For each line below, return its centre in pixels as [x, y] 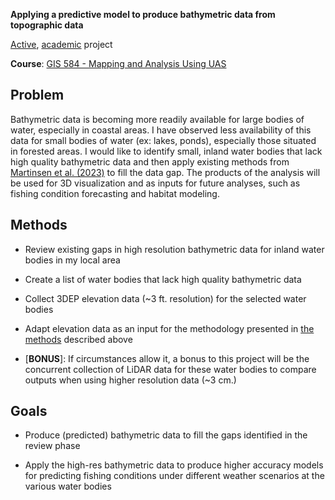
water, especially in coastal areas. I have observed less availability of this [161, 130]
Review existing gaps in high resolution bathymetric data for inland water [174, 249]
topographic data [47, 25]
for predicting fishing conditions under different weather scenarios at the [174, 476]
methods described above [78, 339]
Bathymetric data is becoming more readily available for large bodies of [157, 119]
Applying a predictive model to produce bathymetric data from [143, 14]
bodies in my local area [72, 260]
